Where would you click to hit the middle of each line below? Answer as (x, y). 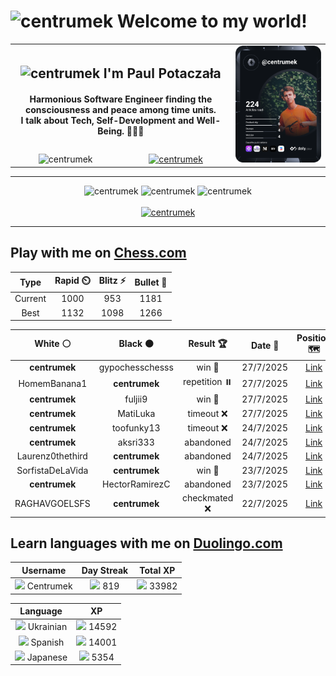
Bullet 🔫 (151, 282)
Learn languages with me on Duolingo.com (146, 543)
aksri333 (136, 442)
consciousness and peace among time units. (121, 110)
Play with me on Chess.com (98, 253)
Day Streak (105, 570)
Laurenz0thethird (52, 456)
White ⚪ (53, 344)
